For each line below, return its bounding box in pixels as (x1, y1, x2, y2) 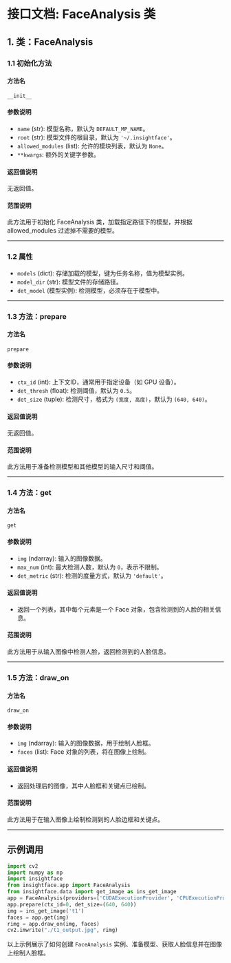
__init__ (7, 93, 32, 99)
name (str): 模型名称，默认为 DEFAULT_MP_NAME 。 (16, 124, 149, 133)
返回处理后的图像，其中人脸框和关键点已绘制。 (16, 781, 150, 790)
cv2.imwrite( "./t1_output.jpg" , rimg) (7, 926, 118, 934)
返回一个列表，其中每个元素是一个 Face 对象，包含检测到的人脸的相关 (16, 605, 215, 613)
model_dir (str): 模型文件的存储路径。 (16, 278, 122, 286)
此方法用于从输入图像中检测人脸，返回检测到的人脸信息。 (7, 648, 170, 656)
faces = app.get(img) (7, 914, 69, 921)
